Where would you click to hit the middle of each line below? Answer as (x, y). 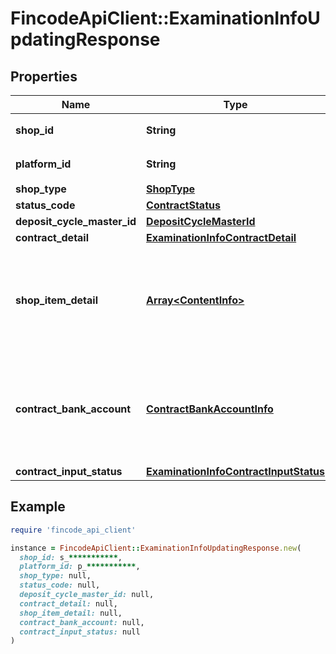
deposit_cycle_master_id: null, (87, 595)
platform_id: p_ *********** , (80, 567)
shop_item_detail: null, (71, 613)
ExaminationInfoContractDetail (221, 237)
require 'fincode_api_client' (73, 530)
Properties (44, 76)
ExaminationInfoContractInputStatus (236, 471)
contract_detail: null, (68, 603)
